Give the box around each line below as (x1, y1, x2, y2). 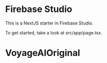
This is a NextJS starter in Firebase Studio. (5, 20, 94, 26)
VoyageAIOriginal (5, 47, 80, 58)
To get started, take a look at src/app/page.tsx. (5, 29, 102, 35)
